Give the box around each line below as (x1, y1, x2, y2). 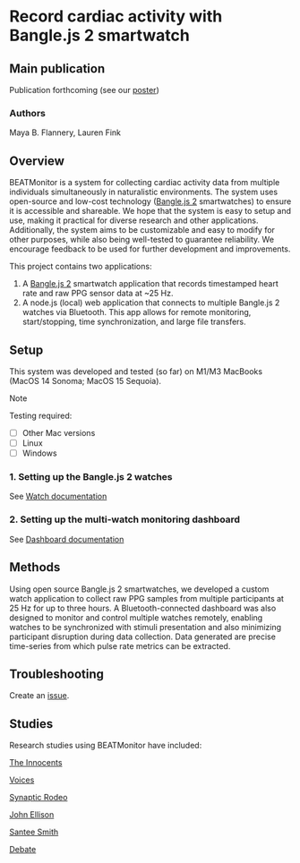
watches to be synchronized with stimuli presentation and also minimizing (9, 621, 282, 632)
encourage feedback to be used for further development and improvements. (9, 244, 291, 254)
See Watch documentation (9, 491, 107, 502)
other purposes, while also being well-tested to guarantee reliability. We (9, 235, 275, 245)
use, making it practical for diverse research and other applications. (9, 215, 259, 226)
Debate (9, 844, 37, 855)
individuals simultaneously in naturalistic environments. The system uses (9, 186, 279, 198)
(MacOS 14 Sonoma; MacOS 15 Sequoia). (9, 375, 162, 386)
